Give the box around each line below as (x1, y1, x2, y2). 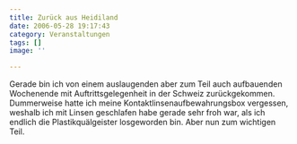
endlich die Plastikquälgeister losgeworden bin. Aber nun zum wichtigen (9, 117, 276, 128)
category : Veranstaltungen (9, 30, 110, 38)
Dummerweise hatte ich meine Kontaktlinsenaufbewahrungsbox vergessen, (9, 97, 289, 108)
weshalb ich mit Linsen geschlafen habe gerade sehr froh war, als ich (9, 107, 266, 118)
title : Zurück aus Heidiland (9, 13, 118, 22)
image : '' (9, 47, 47, 55)
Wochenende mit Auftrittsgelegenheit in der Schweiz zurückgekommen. (9, 89, 275, 99)
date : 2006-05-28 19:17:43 (9, 21, 110, 30)
